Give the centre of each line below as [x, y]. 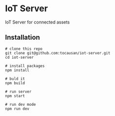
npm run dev [17, 109]
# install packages [25, 66]
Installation [23, 37]
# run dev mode [21, 104]
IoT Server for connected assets [37, 22]
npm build [15, 83]
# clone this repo [24, 49]
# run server [18, 92]
